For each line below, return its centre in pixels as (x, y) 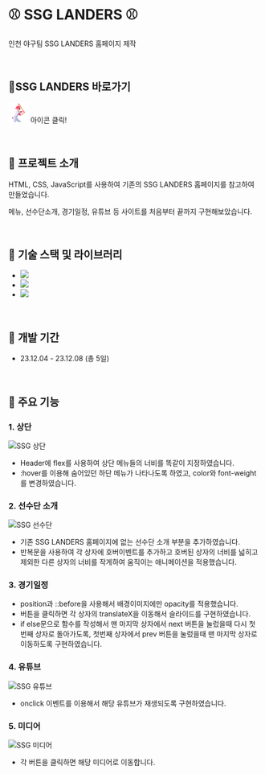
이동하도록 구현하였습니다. (61, 644)
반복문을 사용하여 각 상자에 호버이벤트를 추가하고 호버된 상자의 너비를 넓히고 (139, 552)
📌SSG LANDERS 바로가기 (69, 87)
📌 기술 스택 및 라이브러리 (65, 255)
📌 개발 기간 (34, 338)
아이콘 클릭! (49, 120)
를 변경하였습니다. (48, 483)
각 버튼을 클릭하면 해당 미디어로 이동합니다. (88, 762)
